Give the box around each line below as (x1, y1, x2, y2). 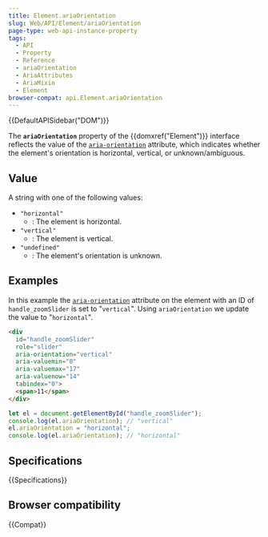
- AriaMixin (15, 79, 56, 87)
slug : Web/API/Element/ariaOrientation (8, 19, 142, 27)
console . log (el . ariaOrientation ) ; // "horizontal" (8, 432, 181, 440)
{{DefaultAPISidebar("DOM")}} (8, 115, 110, 125)
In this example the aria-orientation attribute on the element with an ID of (8, 295, 254, 305)
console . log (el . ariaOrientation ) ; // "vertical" (8, 417, 174, 425)
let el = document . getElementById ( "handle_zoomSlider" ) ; (8, 410, 202, 418)
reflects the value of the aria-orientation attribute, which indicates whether (8, 139, 261, 149)
